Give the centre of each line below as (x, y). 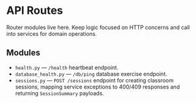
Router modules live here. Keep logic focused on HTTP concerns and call (98, 27)
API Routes (35, 11)
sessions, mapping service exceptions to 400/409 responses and (97, 87)
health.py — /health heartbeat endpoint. (67, 67)
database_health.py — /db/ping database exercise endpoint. (91, 74)
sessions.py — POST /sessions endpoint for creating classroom (94, 80)
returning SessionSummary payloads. (60, 93)
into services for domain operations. (52, 33)
